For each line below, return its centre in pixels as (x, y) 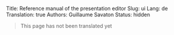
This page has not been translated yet (66, 26)
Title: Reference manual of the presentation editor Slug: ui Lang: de (87, 8)
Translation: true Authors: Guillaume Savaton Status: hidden (78, 15)
